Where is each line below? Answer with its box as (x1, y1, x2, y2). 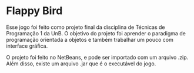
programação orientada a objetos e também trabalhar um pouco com (6, 36, 173, 43)
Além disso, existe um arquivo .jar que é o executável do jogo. (6, 60, 156, 67)
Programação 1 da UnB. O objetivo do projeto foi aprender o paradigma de (6, 29, 186, 36)
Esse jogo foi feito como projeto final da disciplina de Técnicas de (6, 24, 165, 31)
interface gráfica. (6, 42, 48, 49)
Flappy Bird (6, 4, 63, 18)
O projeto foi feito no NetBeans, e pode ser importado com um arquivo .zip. (6, 54, 189, 61)
